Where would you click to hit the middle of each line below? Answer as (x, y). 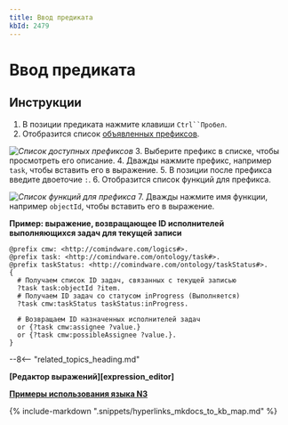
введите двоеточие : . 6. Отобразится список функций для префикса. (140, 179)
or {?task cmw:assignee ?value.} (79, 327)
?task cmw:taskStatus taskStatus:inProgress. (103, 304)
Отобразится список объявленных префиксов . (111, 134)
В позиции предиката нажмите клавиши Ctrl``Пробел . (124, 124)
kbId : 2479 (29, 26)
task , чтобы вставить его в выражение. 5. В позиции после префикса (141, 169)
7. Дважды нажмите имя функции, (203, 196)
